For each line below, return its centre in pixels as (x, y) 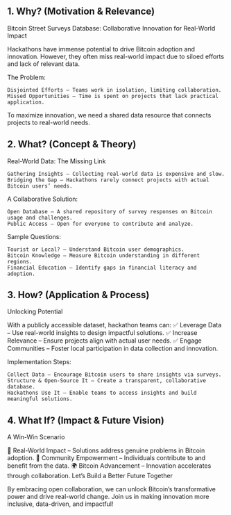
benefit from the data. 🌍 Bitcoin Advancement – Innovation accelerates (109, 466)
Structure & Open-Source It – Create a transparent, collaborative (107, 381)
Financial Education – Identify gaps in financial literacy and (102, 268)
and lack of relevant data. (43, 64)
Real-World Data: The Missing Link (57, 161)
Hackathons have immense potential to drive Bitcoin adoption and (101, 49)
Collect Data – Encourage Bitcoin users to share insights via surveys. (114, 375)
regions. (20, 261)
